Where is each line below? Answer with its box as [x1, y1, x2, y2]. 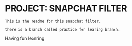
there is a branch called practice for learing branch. [5, 27, 120, 32]
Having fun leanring [5, 35, 45, 41]
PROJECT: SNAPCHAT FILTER [5, 3, 127, 14]
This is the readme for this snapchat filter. [5, 19, 101, 23]
